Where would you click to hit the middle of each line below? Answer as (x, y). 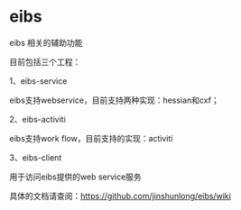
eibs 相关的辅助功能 (46, 42)
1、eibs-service (38, 81)
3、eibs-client (36, 157)
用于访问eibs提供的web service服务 (75, 177)
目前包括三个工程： (45, 61)
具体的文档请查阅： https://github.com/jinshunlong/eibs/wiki (120, 196)
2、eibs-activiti (37, 119)
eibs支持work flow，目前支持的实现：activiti (91, 138)
